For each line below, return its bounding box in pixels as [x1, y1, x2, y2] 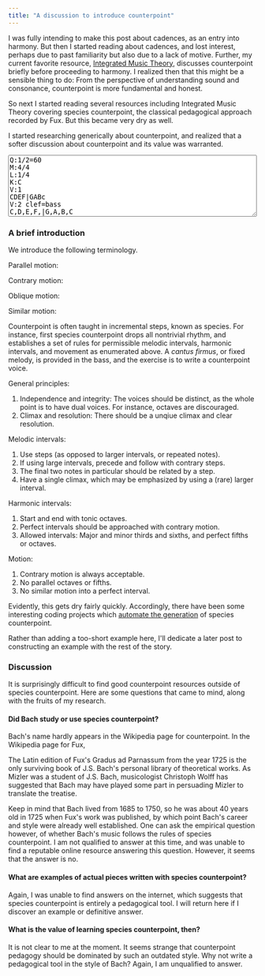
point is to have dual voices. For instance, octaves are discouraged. [19, 402, 239, 412]
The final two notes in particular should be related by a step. [19, 466, 215, 475]
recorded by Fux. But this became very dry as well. [8, 115, 174, 125]
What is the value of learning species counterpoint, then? [8, 925, 201, 934]
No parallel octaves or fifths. [19, 577, 112, 587]
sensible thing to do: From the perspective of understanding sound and [8, 75, 240, 84]
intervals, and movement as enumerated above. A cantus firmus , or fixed [8, 346, 245, 356]
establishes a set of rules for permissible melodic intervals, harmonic [8, 338, 233, 348]
